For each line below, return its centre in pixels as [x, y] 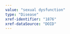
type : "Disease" [22, 14]
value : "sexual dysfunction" [35, 10]
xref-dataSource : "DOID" [31, 24]
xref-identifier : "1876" [31, 19]
